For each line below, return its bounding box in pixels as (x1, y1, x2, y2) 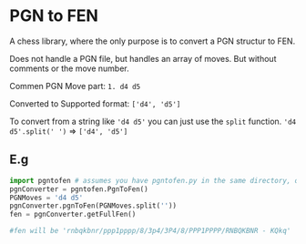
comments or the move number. (9, 63, 129, 74)
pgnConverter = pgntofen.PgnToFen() (9, 184, 148, 194)
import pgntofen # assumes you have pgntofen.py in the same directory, (9, 176, 291, 185)
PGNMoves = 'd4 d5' (9, 193, 84, 202)
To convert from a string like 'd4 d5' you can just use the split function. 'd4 (9, 116, 297, 127)
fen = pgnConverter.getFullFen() (9, 210, 137, 219)
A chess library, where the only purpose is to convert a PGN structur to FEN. (9, 36, 296, 46)
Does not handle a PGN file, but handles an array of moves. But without (9, 53, 277, 64)
